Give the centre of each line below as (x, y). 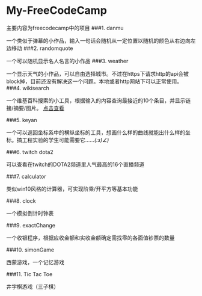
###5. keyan (22, 120)
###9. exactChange (31, 225)
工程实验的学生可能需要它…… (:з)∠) (66, 140)
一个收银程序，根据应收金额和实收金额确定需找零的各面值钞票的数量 (90, 238)
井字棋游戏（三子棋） (32, 286)
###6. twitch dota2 (30, 152)
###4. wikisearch (28, 88)
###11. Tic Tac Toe (29, 274)
